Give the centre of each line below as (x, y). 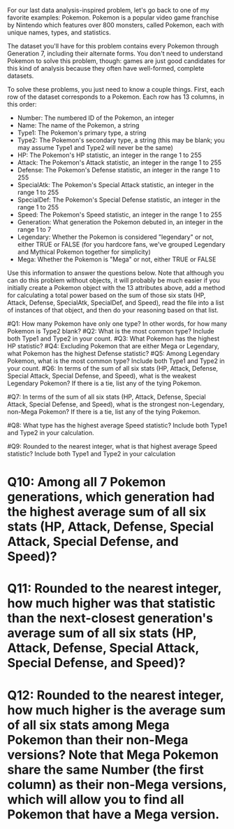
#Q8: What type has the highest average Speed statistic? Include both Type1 (117, 425)
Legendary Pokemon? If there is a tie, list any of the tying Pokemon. (104, 383)
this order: (22, 104)
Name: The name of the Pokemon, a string (78, 125)
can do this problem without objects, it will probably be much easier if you (114, 280)
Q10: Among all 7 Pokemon (87, 482)
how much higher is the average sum (116, 710)
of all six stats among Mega (88, 725)
